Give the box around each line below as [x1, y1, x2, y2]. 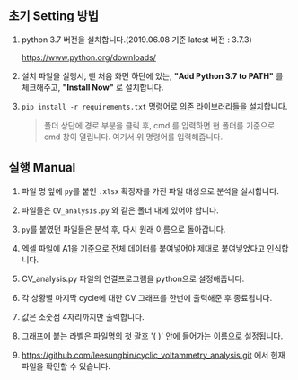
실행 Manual [8, 160, 76, 175]
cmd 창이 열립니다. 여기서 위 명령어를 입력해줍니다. [43, 131, 223, 142]
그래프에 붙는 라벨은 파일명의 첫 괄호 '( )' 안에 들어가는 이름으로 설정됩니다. [21, 331, 284, 341]
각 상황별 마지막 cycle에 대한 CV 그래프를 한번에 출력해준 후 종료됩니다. [21, 292, 273, 303]
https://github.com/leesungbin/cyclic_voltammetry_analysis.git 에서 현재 [21, 349, 286, 360]
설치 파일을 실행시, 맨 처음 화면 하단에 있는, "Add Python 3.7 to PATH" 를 [21, 70, 284, 81]
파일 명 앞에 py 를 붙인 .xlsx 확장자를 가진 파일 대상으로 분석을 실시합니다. [21, 185, 279, 196]
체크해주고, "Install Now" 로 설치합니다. [21, 82, 164, 93]
